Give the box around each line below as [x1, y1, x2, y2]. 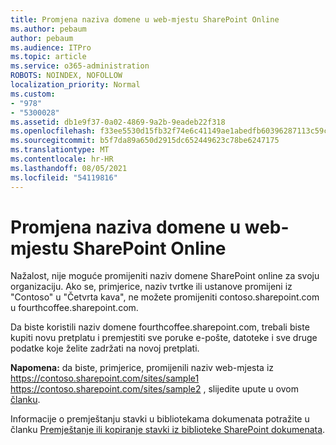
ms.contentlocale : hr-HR [10, 154, 114, 164]
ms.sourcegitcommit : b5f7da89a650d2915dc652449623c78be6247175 [10, 136, 280, 146]
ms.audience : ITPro [10, 42, 92, 53]
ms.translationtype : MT [10, 145, 110, 155]
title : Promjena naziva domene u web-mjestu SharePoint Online [10, 14, 280, 25]
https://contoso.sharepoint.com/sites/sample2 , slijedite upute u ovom [10, 383, 299, 395]
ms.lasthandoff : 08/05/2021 [10, 163, 128, 173]
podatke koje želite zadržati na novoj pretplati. [10, 342, 200, 355]
